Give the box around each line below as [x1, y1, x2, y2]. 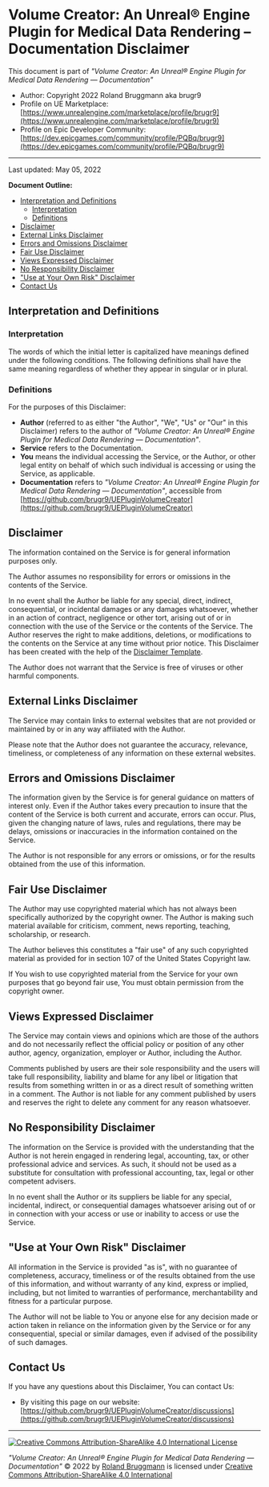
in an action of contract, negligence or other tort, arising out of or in [8, 613, 231, 622]
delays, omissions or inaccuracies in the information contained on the [8, 827, 238, 837]
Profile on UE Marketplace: [19, 99, 109, 108]
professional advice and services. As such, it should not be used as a [8, 1159, 237, 1169]
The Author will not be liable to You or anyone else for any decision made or [8, 1311, 259, 1322]
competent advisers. [8, 1176, 76, 1186]
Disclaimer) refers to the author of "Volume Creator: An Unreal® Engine [19, 426, 255, 435]
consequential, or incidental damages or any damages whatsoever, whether [8, 604, 259, 613]
